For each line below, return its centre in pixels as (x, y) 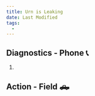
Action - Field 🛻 (38, 87)
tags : (13, 23)
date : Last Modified (32, 17)
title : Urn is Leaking (35, 12)
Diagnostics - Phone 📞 (47, 52)
